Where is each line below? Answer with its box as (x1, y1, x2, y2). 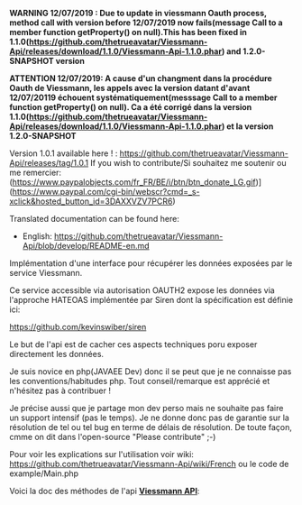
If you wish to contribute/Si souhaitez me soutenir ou (89, 158, 287, 168)
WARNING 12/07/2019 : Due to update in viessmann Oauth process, (9, 8, 268, 18)
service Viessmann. (9, 268, 83, 278)
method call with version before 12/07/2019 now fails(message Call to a (9, 17, 283, 28)
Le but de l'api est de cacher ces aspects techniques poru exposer (9, 339, 258, 350)
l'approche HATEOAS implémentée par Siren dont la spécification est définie (9, 295, 294, 305)
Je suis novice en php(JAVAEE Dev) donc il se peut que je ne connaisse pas (9, 366, 292, 377)
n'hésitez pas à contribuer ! (9, 385, 111, 396)
